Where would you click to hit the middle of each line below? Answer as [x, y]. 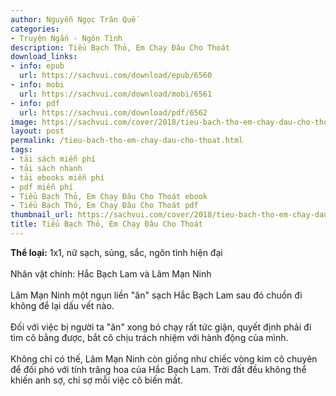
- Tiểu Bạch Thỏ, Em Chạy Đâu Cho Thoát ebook [109, 196]
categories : [35, 29]
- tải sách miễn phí [53, 159]
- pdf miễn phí [42, 187]
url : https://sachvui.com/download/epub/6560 [116, 76]
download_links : [44, 57]
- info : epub [37, 66]
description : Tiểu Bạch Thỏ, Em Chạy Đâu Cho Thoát [120, 47]
